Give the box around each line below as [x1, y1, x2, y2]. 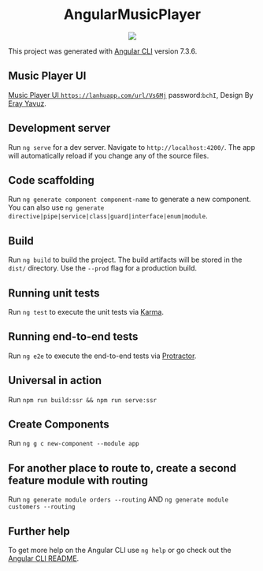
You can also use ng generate [8, 203, 105, 212]
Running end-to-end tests [8, 330, 139, 344]
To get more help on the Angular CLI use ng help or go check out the [8, 546, 232, 555]
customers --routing [8, 503, 76, 511]
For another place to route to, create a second [8, 461, 237, 475]
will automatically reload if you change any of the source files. [8, 151, 209, 160]
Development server [8, 121, 111, 135]
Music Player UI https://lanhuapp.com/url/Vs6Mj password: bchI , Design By [8, 90, 254, 99]
